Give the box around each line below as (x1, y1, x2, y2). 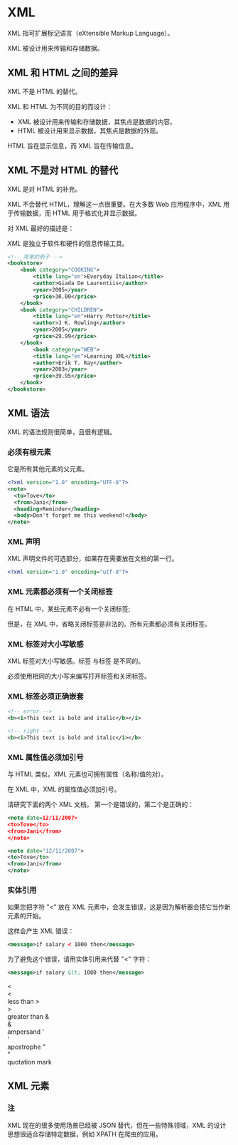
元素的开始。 (7, 912, 45, 920)
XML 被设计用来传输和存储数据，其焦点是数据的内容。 (17, 117, 176, 125)
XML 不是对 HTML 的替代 (7, 165, 119, 177)
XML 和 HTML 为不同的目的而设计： (7, 102, 112, 111)
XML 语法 (7, 407, 50, 419)
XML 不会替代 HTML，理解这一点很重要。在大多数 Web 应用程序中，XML (7, 200, 222, 208)
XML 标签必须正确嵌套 (7, 691, 84, 701)
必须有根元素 (7, 447, 52, 457)
